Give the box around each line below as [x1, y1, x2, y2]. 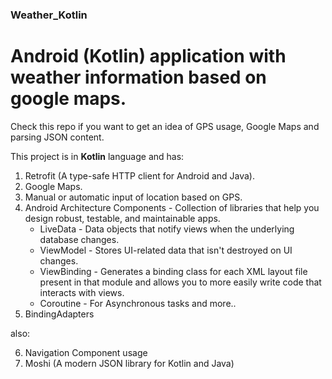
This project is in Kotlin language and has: [10, 150, 185, 162]
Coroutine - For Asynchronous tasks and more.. [39, 297, 237, 309]
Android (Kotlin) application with [10, 45, 287, 68]
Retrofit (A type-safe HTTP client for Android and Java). [24, 169, 255, 182]
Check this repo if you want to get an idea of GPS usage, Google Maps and [10, 120, 320, 132]
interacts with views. [39, 286, 125, 298]
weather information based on [10, 66, 267, 89]
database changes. [39, 233, 120, 245]
